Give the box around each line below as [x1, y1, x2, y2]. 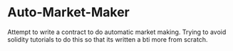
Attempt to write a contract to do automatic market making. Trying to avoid [7, 28, 227, 36]
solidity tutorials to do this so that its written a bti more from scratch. [7, 35, 208, 43]
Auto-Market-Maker [7, 4, 130, 21]
